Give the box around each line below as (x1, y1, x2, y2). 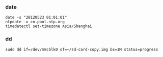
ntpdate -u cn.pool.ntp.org (5, 19, 65, 25)
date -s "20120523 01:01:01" (5, 15, 67, 20)
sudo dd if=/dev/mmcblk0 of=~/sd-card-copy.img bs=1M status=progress (5, 47, 158, 52)
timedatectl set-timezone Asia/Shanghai (5, 24, 93, 29)
